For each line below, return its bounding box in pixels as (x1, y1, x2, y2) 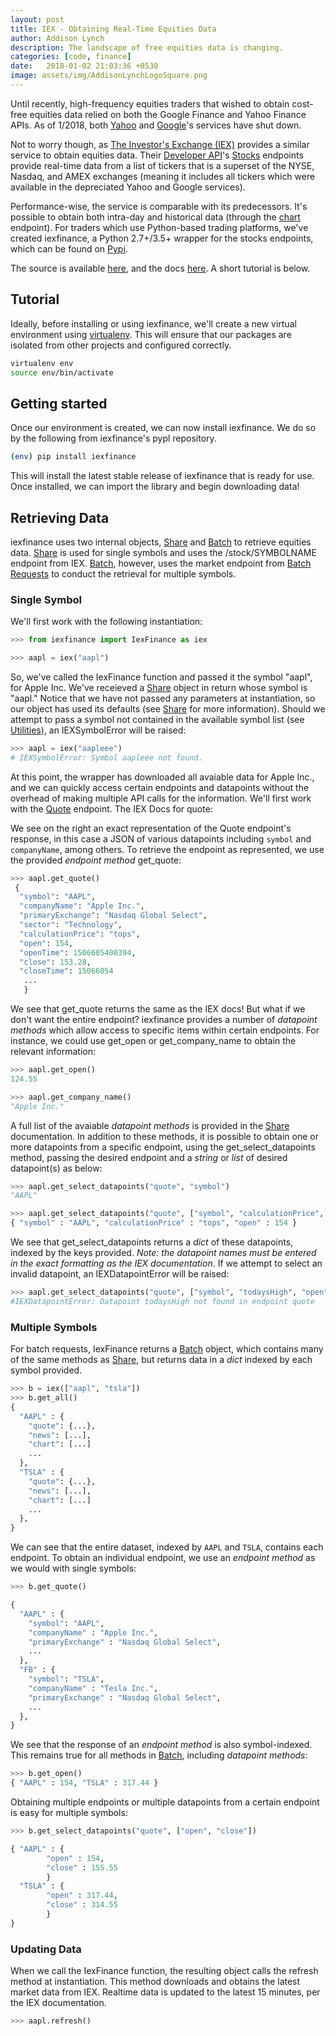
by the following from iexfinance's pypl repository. (10, 432, 217, 445)
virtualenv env (10, 358, 74, 368)
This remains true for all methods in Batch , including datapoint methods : (10, 1749, 308, 1761)
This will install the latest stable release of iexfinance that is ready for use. (10, 470, 315, 482)
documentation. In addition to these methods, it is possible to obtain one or (10, 1130, 320, 1142)
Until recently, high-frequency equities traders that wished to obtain (10, 97, 290, 110)
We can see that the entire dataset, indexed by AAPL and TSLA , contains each (10, 1541, 324, 1553)
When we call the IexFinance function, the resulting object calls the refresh (10, 1965, 319, 1977)
